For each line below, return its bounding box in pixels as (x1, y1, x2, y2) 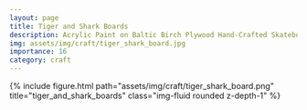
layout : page (9, 13, 59, 23)
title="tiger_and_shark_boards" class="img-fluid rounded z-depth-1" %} (9, 90, 281, 101)
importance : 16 (9, 47, 68, 56)
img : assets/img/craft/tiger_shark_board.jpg (9, 38, 185, 48)
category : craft (9, 55, 71, 65)
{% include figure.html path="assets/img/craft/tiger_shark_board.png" (9, 81, 274, 91)
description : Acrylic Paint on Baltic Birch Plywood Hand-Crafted (9, 30, 268, 39)
